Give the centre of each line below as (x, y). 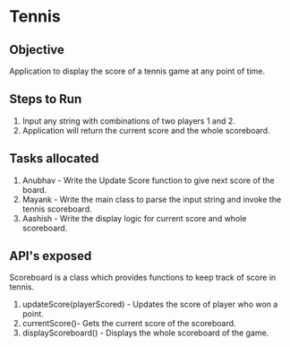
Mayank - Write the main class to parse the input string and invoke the (152, 199)
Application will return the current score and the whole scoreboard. (146, 130)
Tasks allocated (54, 159)
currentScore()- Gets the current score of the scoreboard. (129, 324)
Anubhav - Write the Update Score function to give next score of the (148, 180)
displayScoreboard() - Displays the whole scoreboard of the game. (145, 333)
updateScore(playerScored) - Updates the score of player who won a (150, 304)
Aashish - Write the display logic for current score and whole (134, 218)
